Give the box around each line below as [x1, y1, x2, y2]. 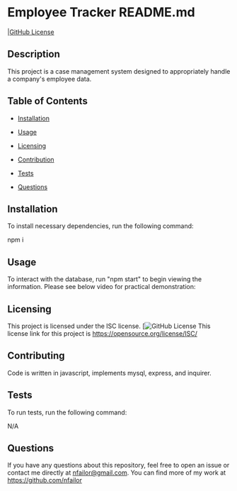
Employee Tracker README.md [7, 4, 196, 21]
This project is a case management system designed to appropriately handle [7, 67, 231, 75]
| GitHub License [7, 28, 54, 36]
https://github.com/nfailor [7, 476, 83, 485]
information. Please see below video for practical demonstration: [7, 283, 196, 291]
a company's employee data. [7, 74, 92, 83]
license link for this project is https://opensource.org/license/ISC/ [7, 329, 198, 337]
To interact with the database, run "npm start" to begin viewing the [7, 275, 202, 283]
